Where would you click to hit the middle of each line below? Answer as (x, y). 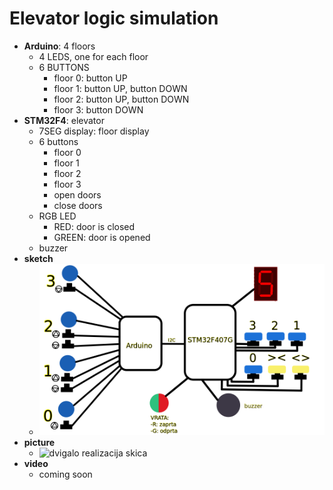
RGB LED (57, 216)
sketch (38, 258)
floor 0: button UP (90, 78)
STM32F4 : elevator (64, 120)
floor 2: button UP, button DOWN (121, 99)
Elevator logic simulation (114, 18)
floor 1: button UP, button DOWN (120, 88)
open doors (77, 194)
